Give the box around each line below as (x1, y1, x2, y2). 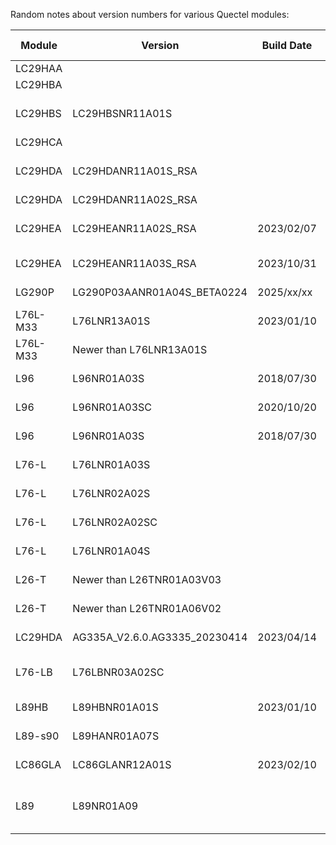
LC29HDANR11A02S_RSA (72, 193, 198, 206)
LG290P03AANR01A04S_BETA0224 (72, 285, 248, 299)
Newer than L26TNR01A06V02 (72, 602, 222, 615)
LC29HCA (15, 135, 63, 149)
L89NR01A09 (72, 799, 139, 813)
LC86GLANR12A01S (72, 758, 172, 771)
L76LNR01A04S (72, 544, 151, 558)
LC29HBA (15, 78, 63, 91)
